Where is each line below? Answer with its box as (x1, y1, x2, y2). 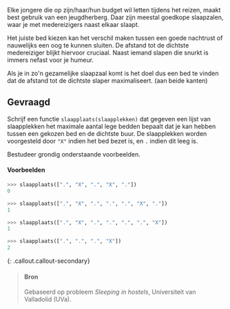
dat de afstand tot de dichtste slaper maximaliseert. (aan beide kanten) (7, 77, 208, 85)
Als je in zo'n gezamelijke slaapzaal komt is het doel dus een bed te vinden (7, 69, 219, 77)
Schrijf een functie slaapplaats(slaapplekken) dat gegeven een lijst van (7, 114, 211, 123)
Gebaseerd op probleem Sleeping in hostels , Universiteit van (23, 288, 196, 296)
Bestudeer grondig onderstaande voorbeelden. (7, 150, 141, 158)
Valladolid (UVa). (23, 295, 72, 303)
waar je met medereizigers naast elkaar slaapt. (7, 21, 140, 28)
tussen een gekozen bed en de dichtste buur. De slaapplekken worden (7, 129, 207, 137)
